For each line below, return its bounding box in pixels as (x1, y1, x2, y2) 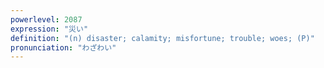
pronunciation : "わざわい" (10, 42, 117, 53)
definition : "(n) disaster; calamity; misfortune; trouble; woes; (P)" (10, 33, 315, 43)
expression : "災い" (10, 24, 89, 34)
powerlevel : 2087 (10, 14, 83, 25)
